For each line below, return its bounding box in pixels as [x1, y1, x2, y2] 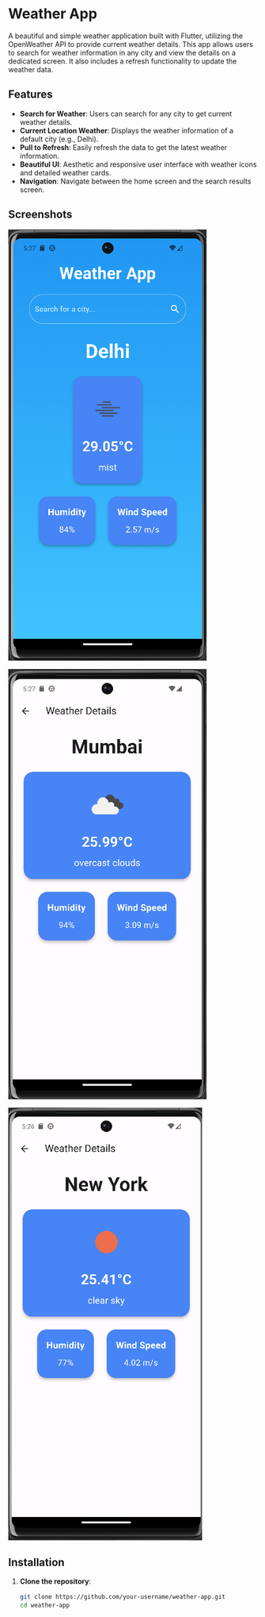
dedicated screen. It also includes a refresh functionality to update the [8, 56, 237, 66]
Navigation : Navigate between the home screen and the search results [19, 176, 252, 186]
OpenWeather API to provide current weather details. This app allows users [8, 39, 253, 48]
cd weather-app [19, 1601, 70, 1610]
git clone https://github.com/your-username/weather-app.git [19, 1593, 226, 1601]
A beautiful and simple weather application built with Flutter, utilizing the [8, 31, 244, 40]
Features [8, 88, 53, 102]
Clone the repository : [19, 1577, 92, 1586]
